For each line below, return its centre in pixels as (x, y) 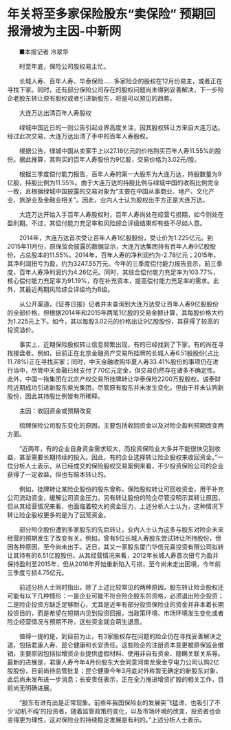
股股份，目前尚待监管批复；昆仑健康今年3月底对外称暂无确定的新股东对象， (114, 670)
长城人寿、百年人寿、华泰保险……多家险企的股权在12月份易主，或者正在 (121, 81)
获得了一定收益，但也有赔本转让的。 (58, 474)
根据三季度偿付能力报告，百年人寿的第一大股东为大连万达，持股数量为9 (120, 174)
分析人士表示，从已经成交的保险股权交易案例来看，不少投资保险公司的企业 (118, 466)
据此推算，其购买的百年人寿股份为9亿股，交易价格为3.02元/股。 (110, 159)
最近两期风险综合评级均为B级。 (69, 289)
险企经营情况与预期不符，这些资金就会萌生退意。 (76, 621)
